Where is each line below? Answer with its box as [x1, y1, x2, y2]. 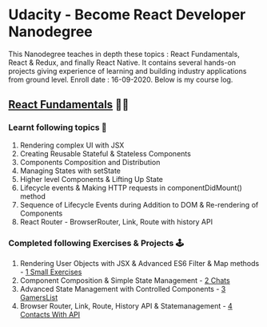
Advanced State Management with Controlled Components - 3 [19, 284, 226, 293]
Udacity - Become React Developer [8, 6, 246, 24]
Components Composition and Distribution [19, 157, 161, 167]
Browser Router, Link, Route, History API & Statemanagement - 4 [19, 301, 233, 310]
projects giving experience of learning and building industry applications [8, 66, 247, 75]
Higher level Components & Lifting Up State [19, 174, 164, 184]
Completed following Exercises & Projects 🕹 [8, 237, 184, 248]
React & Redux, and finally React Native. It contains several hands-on [8, 58, 237, 67]
